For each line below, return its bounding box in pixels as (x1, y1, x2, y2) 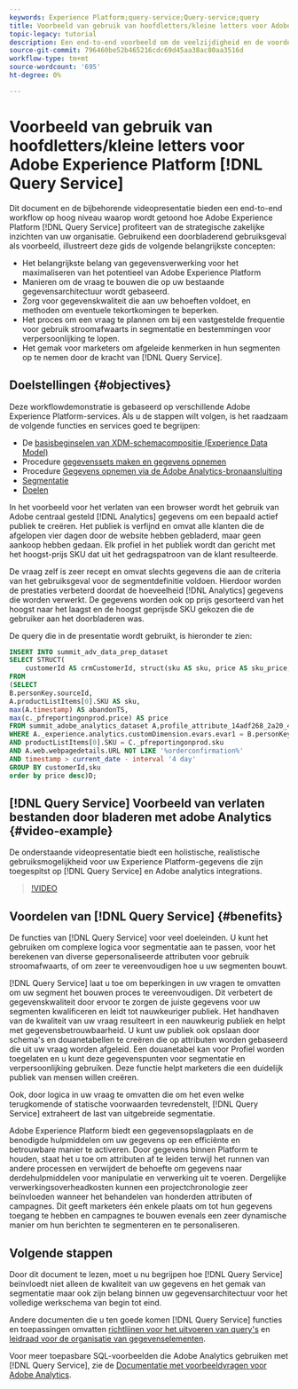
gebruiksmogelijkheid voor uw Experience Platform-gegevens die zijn (9, 856, 263, 867)
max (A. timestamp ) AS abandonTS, (9, 705, 129, 714)
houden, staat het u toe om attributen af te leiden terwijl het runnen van (9, 1154, 270, 1164)
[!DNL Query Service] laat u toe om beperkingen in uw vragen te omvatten (9, 978, 281, 989)
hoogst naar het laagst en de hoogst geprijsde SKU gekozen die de (9, 604, 255, 614)
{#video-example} (9, 823, 114, 839)
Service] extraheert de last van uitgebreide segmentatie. (9, 1109, 216, 1119)
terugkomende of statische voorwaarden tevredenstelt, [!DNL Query (9, 1099, 259, 1109)
